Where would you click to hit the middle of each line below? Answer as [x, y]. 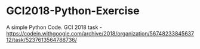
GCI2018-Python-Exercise [73, 11]
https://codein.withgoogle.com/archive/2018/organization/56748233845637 [100, 33]
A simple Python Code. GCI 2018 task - [54, 27]
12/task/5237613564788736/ [42, 40]
